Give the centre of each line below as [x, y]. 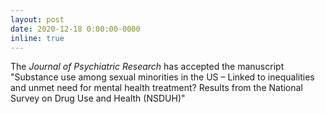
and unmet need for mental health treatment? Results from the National [156, 88]
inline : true [37, 38]
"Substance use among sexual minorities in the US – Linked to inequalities [162, 77]
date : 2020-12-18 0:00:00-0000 [75, 29]
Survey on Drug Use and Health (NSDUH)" [98, 98]
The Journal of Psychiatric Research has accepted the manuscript [147, 67]
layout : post [37, 19]
